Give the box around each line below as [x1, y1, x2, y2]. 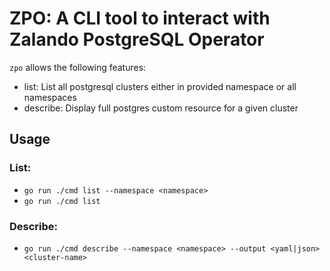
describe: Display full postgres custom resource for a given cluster [23, 102, 299, 114]
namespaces [23, 91, 77, 103]
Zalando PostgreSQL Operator [9, 28, 265, 51]
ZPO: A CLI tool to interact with [9, 7, 271, 30]
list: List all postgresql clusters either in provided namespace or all [23, 80, 297, 92]
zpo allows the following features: [9, 61, 147, 73]
